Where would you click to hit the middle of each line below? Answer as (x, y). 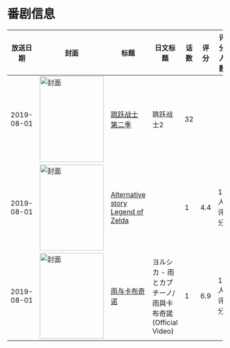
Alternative (128, 194)
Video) (163, 331)
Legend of (127, 211)
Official (166, 322)
